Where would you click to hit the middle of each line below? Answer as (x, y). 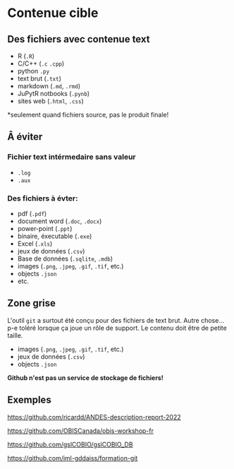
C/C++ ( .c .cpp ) (41, 64)
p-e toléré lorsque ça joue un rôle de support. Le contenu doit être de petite (117, 328)
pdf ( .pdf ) (32, 213)
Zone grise (32, 303)
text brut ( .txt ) (39, 78)
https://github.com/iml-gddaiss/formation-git (73, 458)
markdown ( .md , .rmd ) (49, 86)
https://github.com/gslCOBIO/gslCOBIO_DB (70, 444)
